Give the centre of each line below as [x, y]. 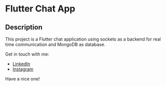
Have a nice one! [22, 79]
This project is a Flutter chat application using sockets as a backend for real [83, 39]
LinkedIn [21, 64]
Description [24, 27]
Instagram [23, 69]
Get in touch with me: [27, 54]
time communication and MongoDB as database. [55, 44]
